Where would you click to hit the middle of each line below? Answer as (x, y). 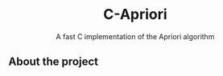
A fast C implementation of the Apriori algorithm (135, 36)
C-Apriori (135, 15)
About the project (54, 62)
